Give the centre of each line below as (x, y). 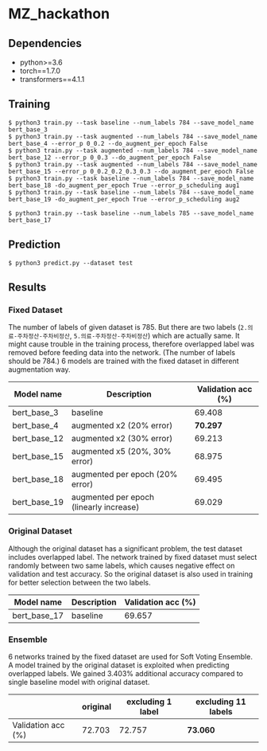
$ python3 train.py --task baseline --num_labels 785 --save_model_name (131, 213)
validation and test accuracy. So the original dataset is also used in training (130, 573)
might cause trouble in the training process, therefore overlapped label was (132, 344)
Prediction (35, 245)
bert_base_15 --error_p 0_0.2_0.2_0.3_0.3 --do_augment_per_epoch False (131, 171)
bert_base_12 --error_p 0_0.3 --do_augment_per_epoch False (110, 157)
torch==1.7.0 (40, 71)
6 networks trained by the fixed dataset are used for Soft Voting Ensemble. (130, 656)
